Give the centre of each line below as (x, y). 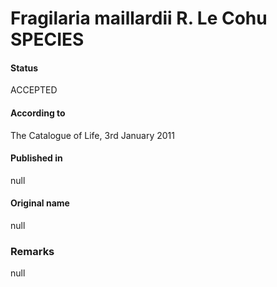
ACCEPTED (34, 90)
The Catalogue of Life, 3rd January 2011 (92, 135)
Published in (36, 158)
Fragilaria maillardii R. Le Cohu (139, 18)
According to (38, 113)
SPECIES (47, 39)
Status (24, 68)
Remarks (32, 251)
